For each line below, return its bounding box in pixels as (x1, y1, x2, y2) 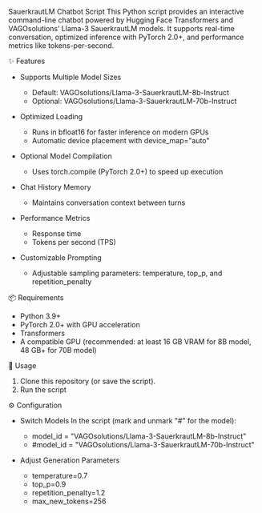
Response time (31, 229, 82, 238)
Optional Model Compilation (19, 151, 112, 161)
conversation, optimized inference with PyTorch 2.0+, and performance (8, 32, 244, 42)
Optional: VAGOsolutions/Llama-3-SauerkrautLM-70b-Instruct (31, 96, 237, 106)
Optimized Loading (19, 112, 83, 121)
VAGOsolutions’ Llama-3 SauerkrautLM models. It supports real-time (8, 24, 235, 33)
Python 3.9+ (19, 311, 62, 321)
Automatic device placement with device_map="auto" (31, 136, 210, 145)
